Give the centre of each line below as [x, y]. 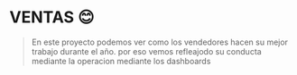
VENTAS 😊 [52, 17]
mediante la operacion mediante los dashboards [121, 61]
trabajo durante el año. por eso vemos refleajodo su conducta [146, 51]
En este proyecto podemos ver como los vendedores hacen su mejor [160, 42]
